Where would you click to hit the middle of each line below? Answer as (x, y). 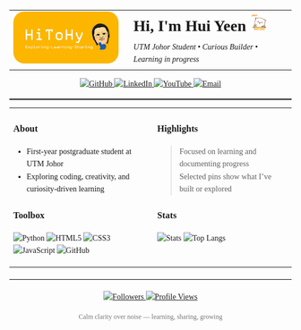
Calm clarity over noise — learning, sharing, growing (150, 317)
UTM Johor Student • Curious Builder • (195, 47)
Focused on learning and (218, 152)
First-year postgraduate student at (79, 152)
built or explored (206, 189)
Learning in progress (166, 59)
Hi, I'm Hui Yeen (189, 25)
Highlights (178, 129)
